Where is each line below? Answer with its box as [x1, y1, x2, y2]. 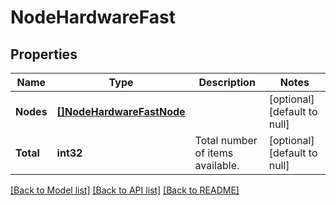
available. [194, 159, 240, 172]
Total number [194, 134, 258, 147]
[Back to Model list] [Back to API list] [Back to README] [10, 184, 240, 196]
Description [198, 76, 256, 89]
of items [194, 146, 234, 160]
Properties [10, 46, 78, 63]
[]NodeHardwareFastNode [56, 105, 186, 118]
